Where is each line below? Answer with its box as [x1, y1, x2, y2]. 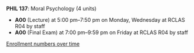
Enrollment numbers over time [6, 41, 80, 47]
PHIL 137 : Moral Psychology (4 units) [6, 5, 97, 12]
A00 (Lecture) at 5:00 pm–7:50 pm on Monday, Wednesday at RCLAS [14, 16, 185, 23]
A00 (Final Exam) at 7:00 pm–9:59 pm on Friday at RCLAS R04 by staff [14, 29, 189, 36]
